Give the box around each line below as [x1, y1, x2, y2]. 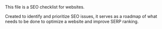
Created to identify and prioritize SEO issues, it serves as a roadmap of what [5, 14, 157, 19]
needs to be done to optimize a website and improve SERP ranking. [5, 19, 139, 24]
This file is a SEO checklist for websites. [5, 4, 85, 10]
